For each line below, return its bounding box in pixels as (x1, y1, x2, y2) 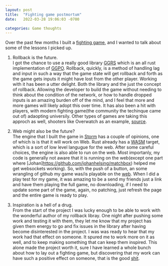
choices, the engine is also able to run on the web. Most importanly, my (12, 150, 160, 156)
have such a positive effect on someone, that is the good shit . (12, 255, 140, 261)
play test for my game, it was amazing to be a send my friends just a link (12, 176, 162, 182)
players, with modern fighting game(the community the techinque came (12, 108, 161, 114)
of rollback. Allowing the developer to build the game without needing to (12, 86, 162, 93)
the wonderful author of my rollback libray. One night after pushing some (12, 213, 163, 219)
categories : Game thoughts (5, 26, 62, 31)
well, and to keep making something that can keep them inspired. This (12, 239, 157, 245)
